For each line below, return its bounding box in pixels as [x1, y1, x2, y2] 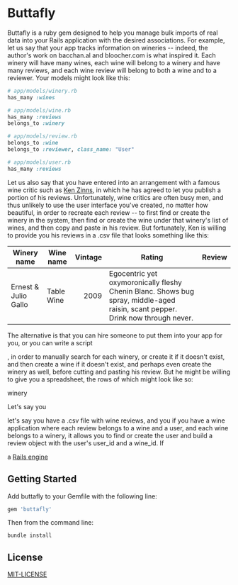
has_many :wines [7, 94, 55, 101]
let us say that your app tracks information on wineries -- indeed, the [7, 43, 209, 52]
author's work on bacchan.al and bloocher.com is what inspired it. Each [7, 51, 216, 60]
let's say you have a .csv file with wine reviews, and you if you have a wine [7, 416, 225, 425]
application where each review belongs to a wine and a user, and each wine [7, 423, 229, 432]
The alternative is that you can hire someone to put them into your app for [7, 331, 223, 340]
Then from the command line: [7, 518, 94, 527]
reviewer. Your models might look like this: [7, 73, 131, 82]
